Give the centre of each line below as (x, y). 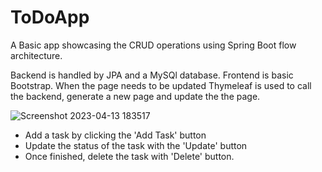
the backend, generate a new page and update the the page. (135, 96)
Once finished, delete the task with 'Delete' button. (129, 156)
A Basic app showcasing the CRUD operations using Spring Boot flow (153, 45)
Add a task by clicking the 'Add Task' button (115, 135)
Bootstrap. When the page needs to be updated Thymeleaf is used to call (161, 85)
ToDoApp (50, 17)
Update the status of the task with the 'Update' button (136, 145)
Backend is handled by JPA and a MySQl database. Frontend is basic (152, 75)
